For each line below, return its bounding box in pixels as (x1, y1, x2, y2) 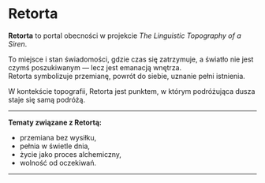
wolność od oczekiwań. (19, 158, 97, 167)
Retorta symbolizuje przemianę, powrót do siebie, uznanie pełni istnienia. (8, 71, 246, 80)
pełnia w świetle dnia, (19, 141, 91, 151)
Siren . (8, 39, 28, 48)
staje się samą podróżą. (8, 95, 85, 104)
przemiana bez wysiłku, (19, 133, 97, 142)
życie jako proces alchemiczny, (19, 149, 122, 159)
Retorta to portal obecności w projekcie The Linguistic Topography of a (8, 31, 242, 40)
